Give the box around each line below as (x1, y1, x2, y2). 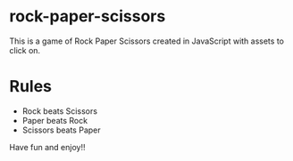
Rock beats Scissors (21, 105, 98, 117)
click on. (9, 44, 41, 55)
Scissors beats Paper (21, 125, 101, 135)
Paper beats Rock (21, 115, 88, 125)
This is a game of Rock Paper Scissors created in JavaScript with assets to (9, 36, 284, 46)
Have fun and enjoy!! (9, 141, 86, 152)
